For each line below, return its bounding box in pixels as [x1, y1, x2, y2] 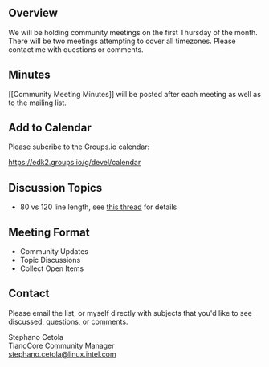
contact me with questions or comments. [8, 44, 144, 54]
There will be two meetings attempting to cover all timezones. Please [8, 36, 236, 46]
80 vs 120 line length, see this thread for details [19, 202, 177, 212]
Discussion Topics [8, 180, 103, 195]
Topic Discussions [19, 256, 81, 265]
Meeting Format [8, 225, 90, 239]
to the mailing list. [8, 98, 67, 107]
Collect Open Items [19, 264, 84, 273]
